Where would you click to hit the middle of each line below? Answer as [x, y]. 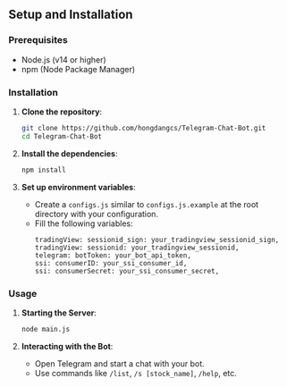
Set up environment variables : [78, 187]
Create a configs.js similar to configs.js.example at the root [147, 204]
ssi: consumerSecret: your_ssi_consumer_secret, [127, 271]
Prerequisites [38, 40]
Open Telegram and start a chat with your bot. [119, 363]
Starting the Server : [59, 313]
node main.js [46, 329]
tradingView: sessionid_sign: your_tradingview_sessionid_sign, [157, 240]
